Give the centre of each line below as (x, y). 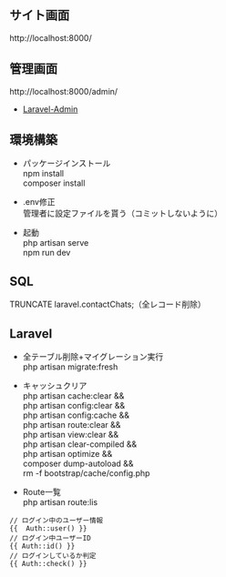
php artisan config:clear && (74, 406)
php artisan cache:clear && (73, 396)
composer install (54, 183)
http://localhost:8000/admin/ (64, 91)
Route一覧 (41, 492)
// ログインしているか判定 (53, 556)
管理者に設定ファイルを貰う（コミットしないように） (123, 213)
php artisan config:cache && (76, 415)
